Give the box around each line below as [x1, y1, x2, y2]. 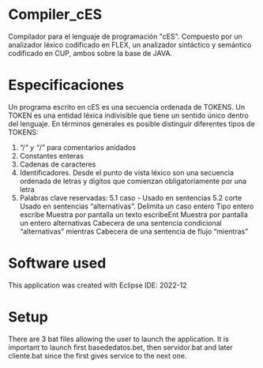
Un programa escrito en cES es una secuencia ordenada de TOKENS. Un [8, 102, 246, 111]
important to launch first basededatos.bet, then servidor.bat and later [8, 342, 233, 352]
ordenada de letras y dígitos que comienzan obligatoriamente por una [19, 176, 247, 186]
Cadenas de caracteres [19, 160, 96, 169]
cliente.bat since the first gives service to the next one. [8, 351, 187, 360]
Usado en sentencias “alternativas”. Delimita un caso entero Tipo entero [19, 201, 254, 211]
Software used [8, 254, 107, 272]
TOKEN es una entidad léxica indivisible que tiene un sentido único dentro [8, 111, 249, 120]
